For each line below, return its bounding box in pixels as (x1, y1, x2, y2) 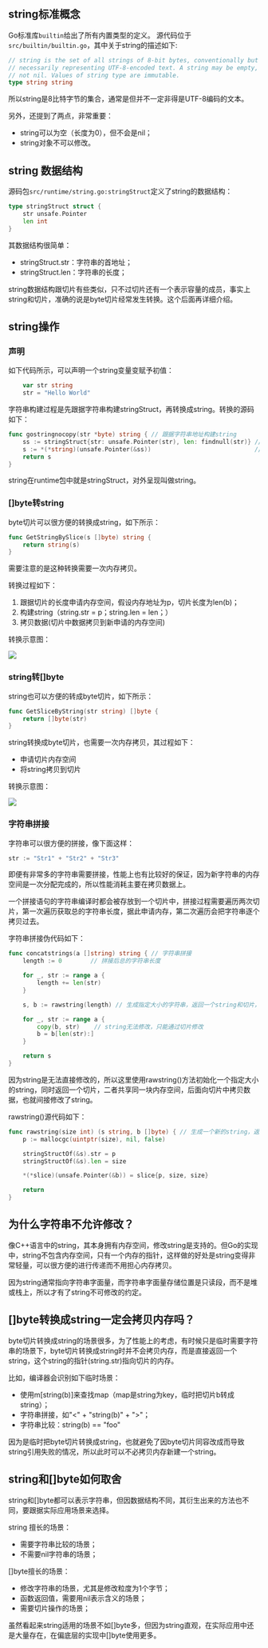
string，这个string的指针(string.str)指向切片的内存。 (8, 1355, 179, 1366)
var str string (22, 382, 73, 390)
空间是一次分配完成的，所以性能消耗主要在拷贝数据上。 (8, 879, 190, 890)
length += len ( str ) (37, 979, 102, 987)
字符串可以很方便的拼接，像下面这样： (8, 838, 134, 848)
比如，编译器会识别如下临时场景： (8, 1373, 120, 1382)
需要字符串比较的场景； (19, 1539, 97, 1549)
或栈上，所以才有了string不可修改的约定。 (8, 1287, 146, 1297)
